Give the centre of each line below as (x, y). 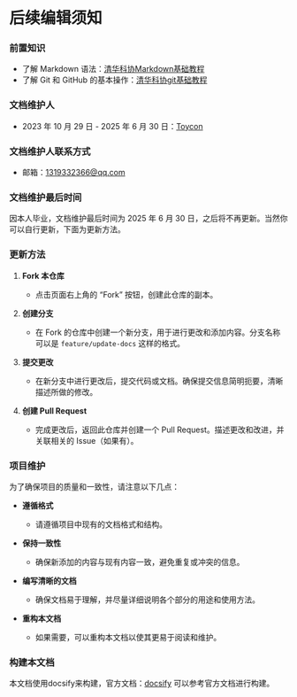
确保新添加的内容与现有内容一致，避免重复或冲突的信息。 (140, 561)
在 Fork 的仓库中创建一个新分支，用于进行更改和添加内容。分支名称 (158, 332)
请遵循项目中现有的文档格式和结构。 (101, 524)
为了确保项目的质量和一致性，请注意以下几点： (94, 486)
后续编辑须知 (56, 18)
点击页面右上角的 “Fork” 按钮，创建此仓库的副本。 (126, 294)
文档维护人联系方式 (50, 151)
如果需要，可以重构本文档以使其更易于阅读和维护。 (128, 637)
